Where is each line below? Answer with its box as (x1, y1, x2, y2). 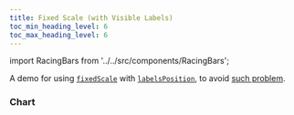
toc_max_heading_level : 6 (9, 30, 108, 39)
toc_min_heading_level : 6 (9, 22, 108, 31)
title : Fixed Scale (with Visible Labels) (9, 13, 173, 23)
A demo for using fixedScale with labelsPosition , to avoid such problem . (9, 73, 286, 84)
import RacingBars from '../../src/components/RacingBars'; (9, 56, 230, 67)
